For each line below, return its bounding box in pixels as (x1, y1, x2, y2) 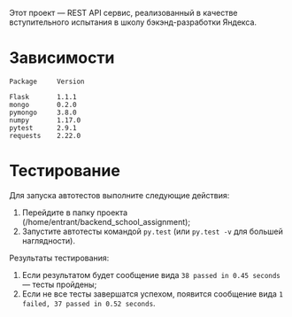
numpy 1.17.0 (9, 115, 81, 125)
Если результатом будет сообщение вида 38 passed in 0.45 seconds (21, 269, 281, 280)
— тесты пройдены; (21, 279, 97, 290)
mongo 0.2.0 (9, 100, 77, 109)
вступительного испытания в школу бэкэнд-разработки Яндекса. (9, 17, 257, 27)
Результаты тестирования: (9, 252, 110, 263)
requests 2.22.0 (9, 131, 81, 140)
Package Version (9, 77, 86, 86)
